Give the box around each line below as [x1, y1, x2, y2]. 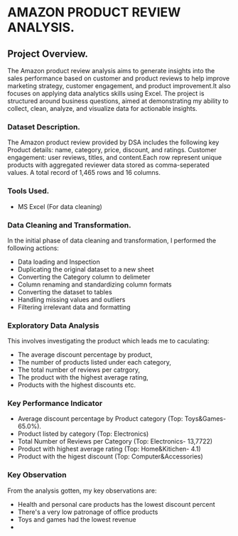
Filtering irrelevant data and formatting [17, 303, 131, 311]
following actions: [7, 243, 59, 252]
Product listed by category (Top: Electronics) [17, 429, 149, 438]
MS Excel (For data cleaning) [17, 202, 103, 210]
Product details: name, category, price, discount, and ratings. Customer [7, 146, 217, 154]
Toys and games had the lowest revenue [17, 515, 136, 523]
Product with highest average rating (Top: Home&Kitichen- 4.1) [17, 445, 201, 454]
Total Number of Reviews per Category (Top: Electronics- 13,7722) [17, 437, 213, 446]
